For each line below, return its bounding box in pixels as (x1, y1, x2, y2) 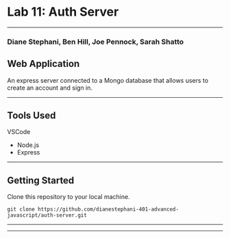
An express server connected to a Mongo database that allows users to (7, 76, 209, 84)
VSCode (7, 128, 31, 136)
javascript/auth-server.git (7, 212, 88, 219)
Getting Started (7, 174, 75, 186)
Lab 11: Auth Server (7, 4, 119, 20)
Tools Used (7, 110, 56, 122)
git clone (7, 206, 36, 213)
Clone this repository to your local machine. (7, 193, 130, 201)
